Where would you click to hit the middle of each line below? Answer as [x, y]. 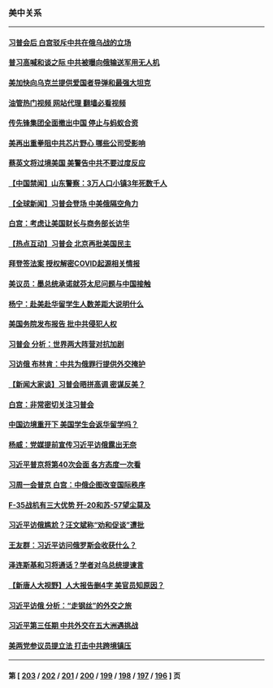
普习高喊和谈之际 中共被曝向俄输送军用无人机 [84, 63]
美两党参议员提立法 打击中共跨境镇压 [70, 645]
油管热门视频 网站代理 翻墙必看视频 [67, 102]
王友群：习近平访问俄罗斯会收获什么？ [72, 545]
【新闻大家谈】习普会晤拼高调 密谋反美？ [77, 384]
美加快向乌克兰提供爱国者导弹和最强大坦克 [80, 83]
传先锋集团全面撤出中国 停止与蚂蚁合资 [74, 123]
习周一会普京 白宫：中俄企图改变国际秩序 [77, 484]
